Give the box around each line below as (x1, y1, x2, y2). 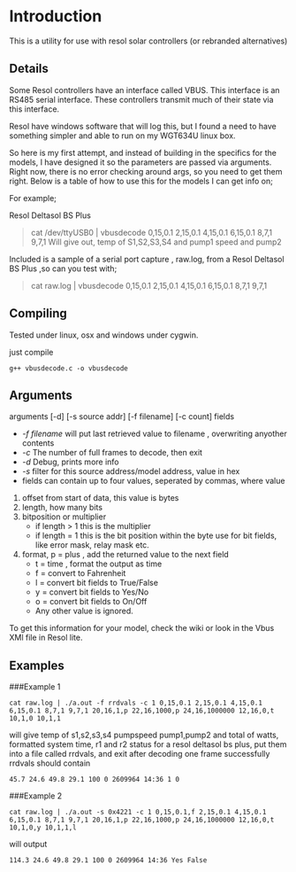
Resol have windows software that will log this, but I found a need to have (9, 121, 277, 131)
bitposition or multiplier (21, 511, 107, 522)
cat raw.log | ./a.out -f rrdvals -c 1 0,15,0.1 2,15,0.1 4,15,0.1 (9, 698, 263, 708)
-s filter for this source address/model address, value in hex (21, 466, 240, 477)
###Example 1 (9, 681, 61, 692)
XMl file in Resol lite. (9, 632, 83, 643)
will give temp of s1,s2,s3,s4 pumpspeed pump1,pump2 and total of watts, (9, 729, 279, 741)
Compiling (9, 306, 68, 321)
